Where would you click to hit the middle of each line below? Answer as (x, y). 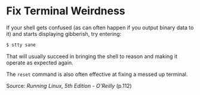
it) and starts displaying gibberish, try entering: (64, 33)
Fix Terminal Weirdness (66, 11)
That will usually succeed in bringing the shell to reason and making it (92, 56)
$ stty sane (21, 45)
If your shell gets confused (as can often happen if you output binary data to (100, 27)
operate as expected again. (40, 62)
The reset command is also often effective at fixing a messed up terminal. (97, 74)
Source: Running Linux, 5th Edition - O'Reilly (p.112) (69, 85)
